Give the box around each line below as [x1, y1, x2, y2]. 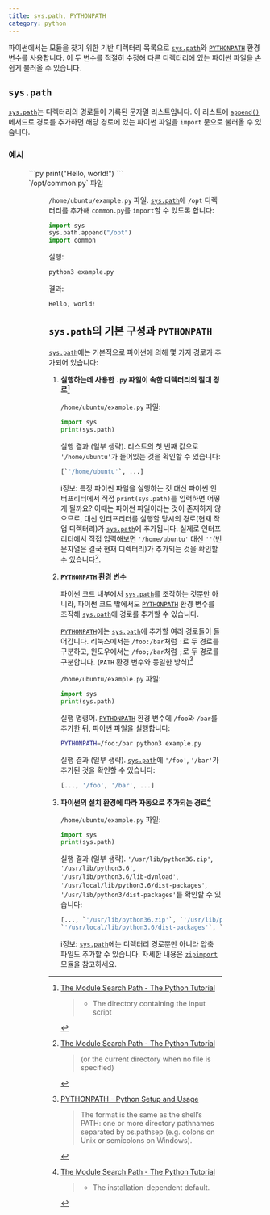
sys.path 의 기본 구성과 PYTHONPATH [48, 324, 213, 338]
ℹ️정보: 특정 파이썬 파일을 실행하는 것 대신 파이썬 [60, 483, 209, 493]
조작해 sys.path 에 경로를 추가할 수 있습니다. [60, 609, 199, 618]
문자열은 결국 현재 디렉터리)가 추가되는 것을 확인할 [60, 544, 218, 554]
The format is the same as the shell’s [80, 1110, 203, 1120]
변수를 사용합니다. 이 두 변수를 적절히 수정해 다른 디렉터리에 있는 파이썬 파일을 [8, 53, 254, 62]
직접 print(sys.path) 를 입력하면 [102, 494, 206, 504]
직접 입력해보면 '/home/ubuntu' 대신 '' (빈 [88, 534, 222, 544]
